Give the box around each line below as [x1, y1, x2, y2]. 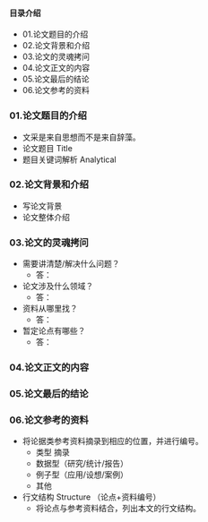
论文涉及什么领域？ [22, 281, 94, 292]
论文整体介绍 [22, 211, 70, 222]
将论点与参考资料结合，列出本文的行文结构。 [35, 503, 202, 514]
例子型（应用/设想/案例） [35, 469, 128, 480]
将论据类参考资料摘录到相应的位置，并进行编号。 [22, 436, 204, 447]
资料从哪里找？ [22, 304, 78, 314]
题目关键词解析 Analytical [22, 154, 117, 165]
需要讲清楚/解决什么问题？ [22, 259, 120, 270]
